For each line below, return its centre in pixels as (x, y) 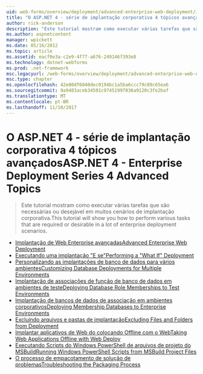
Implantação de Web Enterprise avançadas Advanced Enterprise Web (101, 243)
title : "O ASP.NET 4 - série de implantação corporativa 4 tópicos (93, 18)
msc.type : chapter (29, 79)
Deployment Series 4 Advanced (88, 176)
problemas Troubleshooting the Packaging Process (78, 365)
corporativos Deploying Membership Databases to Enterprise (90, 307)
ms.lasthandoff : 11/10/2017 (42, 107)
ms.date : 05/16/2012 (32, 46)
